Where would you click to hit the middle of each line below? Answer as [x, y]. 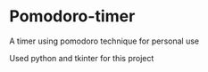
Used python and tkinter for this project [82, 58]
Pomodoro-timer [72, 16]
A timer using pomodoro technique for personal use [104, 41]
